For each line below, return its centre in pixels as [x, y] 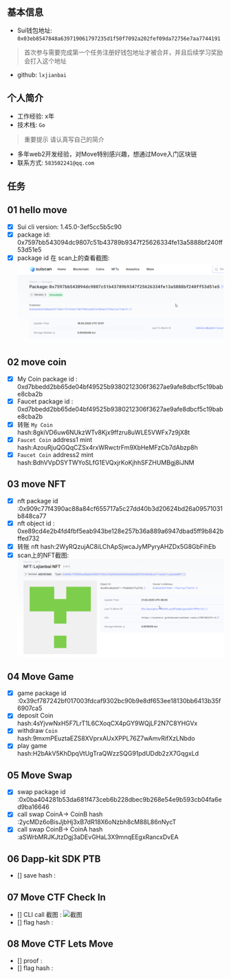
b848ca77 [32, 516]
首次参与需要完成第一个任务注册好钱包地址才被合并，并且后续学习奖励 [123, 52]
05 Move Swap [40, 775]
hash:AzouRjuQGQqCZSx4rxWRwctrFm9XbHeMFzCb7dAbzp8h [107, 447]
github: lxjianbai [42, 74]
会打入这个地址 [45, 61]
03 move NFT [37, 484]
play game [32, 746]
